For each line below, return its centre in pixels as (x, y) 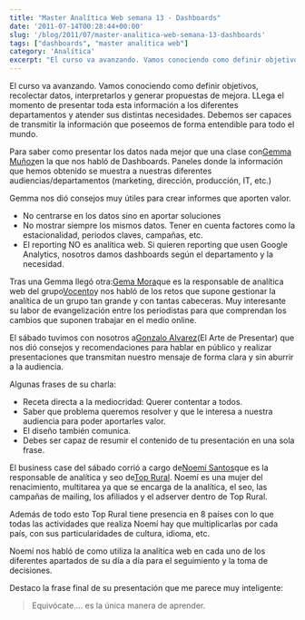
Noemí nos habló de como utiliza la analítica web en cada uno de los (138, 551)
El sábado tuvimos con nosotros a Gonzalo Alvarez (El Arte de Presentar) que (152, 338)
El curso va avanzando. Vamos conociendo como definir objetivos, (134, 86)
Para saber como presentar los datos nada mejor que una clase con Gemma (151, 152)
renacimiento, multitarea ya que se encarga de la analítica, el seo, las (138, 487)
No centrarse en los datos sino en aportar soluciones (122, 216)
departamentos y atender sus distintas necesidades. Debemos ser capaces (151, 115)
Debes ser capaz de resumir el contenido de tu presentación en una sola (158, 440)
